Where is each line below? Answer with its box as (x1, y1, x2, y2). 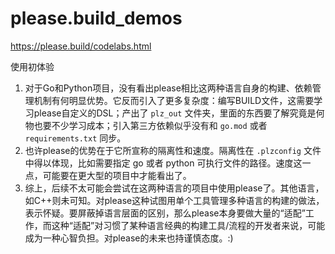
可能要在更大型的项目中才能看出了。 (42, 169, 192, 181)
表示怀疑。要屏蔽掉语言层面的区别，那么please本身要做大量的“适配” (24, 207, 306, 219)
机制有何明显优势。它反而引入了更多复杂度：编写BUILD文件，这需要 (33, 94, 315, 106)
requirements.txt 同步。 (24, 132, 127, 144)
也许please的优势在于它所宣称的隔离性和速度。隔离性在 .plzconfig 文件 (24, 144, 322, 156)
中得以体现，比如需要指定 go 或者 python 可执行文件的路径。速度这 (24, 157, 303, 169)
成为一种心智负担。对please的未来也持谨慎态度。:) (24, 232, 234, 244)
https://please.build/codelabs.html (10, 40, 152, 52)
